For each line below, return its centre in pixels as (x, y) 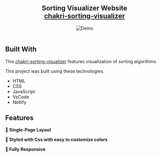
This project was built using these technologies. (55, 71)
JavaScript (24, 91)
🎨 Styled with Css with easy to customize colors (57, 139)
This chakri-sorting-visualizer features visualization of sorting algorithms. (81, 61)
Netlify (19, 102)
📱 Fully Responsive (25, 149)
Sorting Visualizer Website (85, 8)
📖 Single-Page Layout (28, 130)
